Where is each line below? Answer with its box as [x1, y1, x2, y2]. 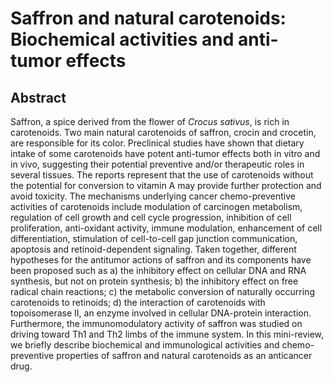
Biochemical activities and [10, 28, 235, 51]
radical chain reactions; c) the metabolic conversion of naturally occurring [10, 286, 315, 297]
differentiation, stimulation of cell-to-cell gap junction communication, [10, 233, 298, 244]
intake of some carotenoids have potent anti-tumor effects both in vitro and [10, 148, 321, 159]
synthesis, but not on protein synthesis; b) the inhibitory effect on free [10, 275, 299, 287]
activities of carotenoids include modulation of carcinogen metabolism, [10, 201, 303, 212]
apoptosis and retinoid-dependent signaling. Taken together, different [10, 243, 297, 255]
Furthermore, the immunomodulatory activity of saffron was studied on [10, 318, 303, 329]
